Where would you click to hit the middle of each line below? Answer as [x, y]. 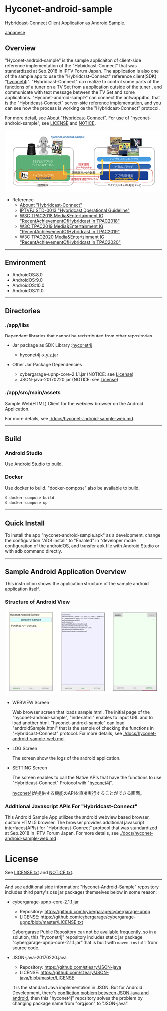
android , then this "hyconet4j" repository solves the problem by [77, 998]
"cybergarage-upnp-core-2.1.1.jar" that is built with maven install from [85, 943]
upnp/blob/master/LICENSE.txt [51, 922]
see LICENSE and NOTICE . [69, 123]
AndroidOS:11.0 [28, 290]
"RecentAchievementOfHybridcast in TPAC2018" [70, 221]
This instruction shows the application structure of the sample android [77, 583]
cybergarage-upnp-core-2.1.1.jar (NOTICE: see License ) [77, 374]
